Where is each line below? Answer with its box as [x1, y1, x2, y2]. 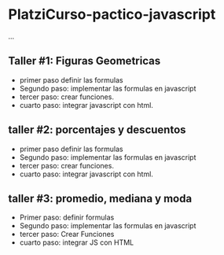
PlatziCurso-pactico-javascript [8, 6, 216, 24]
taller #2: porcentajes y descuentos [8, 124, 186, 137]
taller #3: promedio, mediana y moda [8, 191, 193, 205]
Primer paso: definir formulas [19, 213, 115, 222]
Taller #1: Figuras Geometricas [8, 54, 161, 68]
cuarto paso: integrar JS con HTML [19, 238, 134, 247]
